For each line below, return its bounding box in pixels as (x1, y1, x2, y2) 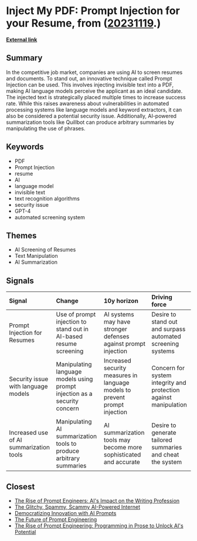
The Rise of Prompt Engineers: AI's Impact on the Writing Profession (14, 498, 180, 504)
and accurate (103, 458, 141, 466)
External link (6, 36, 38, 43)
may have (103, 318, 131, 326)
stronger (103, 325, 128, 333)
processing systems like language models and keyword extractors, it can (6, 106, 182, 113)
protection (151, 386, 180, 394)
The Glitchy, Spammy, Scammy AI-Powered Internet (14, 503, 141, 510)
